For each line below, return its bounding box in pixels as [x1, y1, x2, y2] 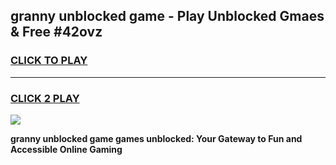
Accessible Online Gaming [10, 143, 123, 155]
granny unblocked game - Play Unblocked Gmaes [10, 8, 325, 25]
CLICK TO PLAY [10, 54, 88, 68]
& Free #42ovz [10, 24, 103, 41]
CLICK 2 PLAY [10, 91, 80, 105]
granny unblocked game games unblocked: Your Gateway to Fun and [10, 132, 303, 144]
